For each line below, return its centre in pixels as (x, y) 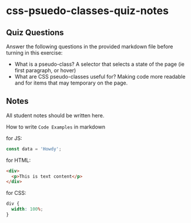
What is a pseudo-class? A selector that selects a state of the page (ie (100, 64)
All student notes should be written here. (55, 115)
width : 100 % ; (27, 210)
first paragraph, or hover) (45, 70)
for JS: (14, 138)
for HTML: (19, 160)
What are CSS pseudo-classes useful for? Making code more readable (100, 77)
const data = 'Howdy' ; (34, 149)
